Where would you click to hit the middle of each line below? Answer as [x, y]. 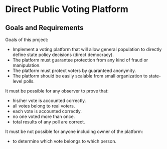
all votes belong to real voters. [44, 106]
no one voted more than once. [44, 116]
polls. [29, 81]
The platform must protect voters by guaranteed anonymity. [74, 70]
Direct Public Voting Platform [67, 9]
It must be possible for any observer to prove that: [57, 91]
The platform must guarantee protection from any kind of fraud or [80, 60]
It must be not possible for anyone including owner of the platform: [74, 131]
